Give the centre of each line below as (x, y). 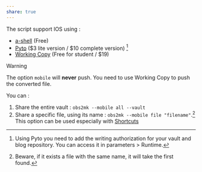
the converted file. (29, 84)
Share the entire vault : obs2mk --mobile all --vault (80, 107)
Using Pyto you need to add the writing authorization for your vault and (103, 138)
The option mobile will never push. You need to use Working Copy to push (98, 78)
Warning (17, 66)
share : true (21, 12)
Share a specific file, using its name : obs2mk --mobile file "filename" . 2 (105, 114)
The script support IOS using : (44, 29)
